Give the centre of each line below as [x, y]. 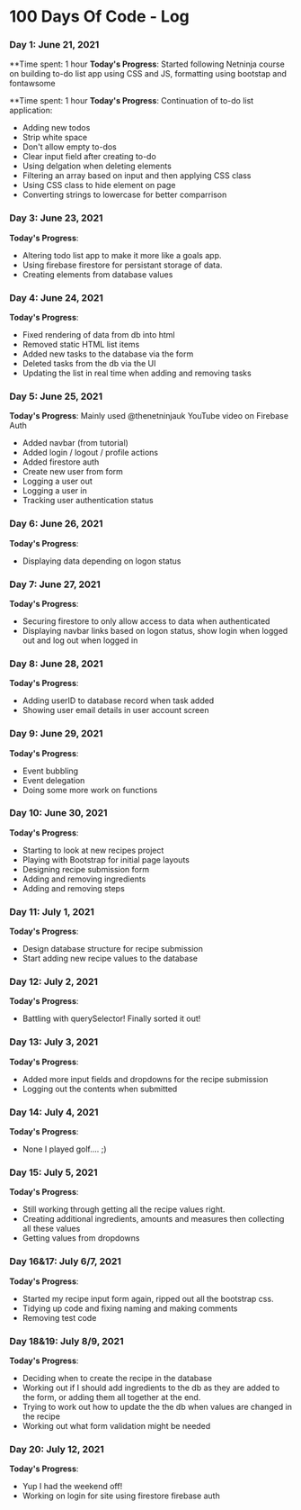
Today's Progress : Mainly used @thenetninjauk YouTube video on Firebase [149, 416]
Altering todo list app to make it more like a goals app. [122, 255]
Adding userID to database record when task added [118, 701]
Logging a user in [54, 491]
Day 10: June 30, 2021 [58, 813]
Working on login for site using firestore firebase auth [121, 1496]
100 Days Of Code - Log [100, 17]
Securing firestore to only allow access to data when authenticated [146, 621]
